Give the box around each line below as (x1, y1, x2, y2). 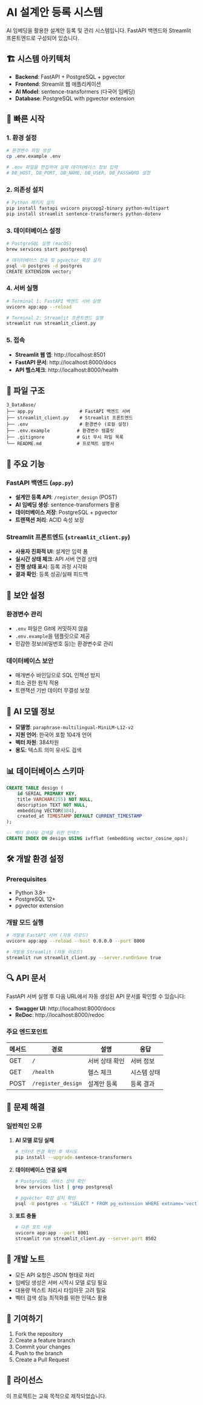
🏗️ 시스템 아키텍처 (6, 54, 71, 64)
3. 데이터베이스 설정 (6, 226, 61, 234)
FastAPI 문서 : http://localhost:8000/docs (15, 358, 116, 366)
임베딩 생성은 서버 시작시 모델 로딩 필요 (15, 1279, 108, 1286)
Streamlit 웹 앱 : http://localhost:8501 (15, 350, 106, 358)
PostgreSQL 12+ (15, 895, 56, 903)
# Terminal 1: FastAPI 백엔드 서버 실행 (6, 298, 101, 304)
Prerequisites (6, 875, 47, 884)
